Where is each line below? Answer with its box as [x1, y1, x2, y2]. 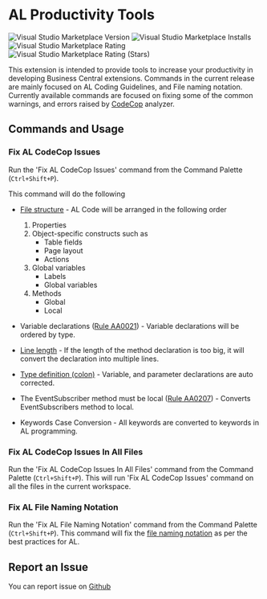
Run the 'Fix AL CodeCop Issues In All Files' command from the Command [8, 464, 254, 474]
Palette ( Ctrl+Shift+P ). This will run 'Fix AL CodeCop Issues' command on [8, 473, 254, 482]
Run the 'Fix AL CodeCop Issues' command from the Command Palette [8, 165, 243, 174]
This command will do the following [8, 189, 126, 199]
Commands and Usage [8, 122, 124, 136]
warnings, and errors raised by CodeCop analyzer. [8, 99, 175, 109]
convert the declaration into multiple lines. [19, 354, 159, 363]
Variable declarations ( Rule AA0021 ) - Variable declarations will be [19, 321, 240, 330]
